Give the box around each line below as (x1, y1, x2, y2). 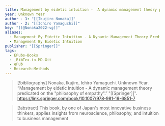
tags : (5, 48, 16, 53)
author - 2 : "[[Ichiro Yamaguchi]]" (5, 21, 80, 26)
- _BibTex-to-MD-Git (9, 57, 52, 62)
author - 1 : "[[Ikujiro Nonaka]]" (5, 16, 76, 21)
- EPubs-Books (9, 52, 38, 58)
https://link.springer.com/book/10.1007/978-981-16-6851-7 (17, 96, 136, 101)
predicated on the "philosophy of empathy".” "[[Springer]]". (17, 90, 137, 96)
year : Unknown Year (5, 12, 45, 17)
